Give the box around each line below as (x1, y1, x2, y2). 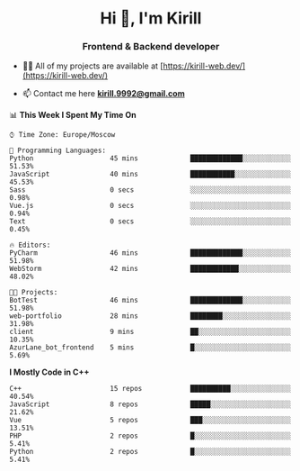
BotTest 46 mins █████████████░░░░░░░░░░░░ (9, 296, 292, 305)
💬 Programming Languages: (9, 146, 106, 156)
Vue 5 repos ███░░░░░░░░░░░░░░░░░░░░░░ (9, 416, 292, 425)
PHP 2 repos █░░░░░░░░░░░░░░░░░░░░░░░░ (9, 431, 292, 440)
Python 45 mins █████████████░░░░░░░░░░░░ (9, 154, 292, 163)
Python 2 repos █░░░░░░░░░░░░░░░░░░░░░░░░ (9, 448, 292, 457)
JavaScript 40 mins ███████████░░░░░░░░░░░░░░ (9, 170, 292, 179)
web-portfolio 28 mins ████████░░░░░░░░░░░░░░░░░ (9, 312, 292, 321)
